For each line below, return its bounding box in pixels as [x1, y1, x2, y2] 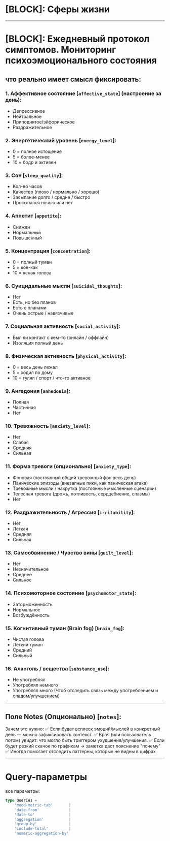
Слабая [12, 440, 29, 446]
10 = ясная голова [12, 270, 52, 275]
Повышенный [12, 235, 42, 241]
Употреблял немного [12, 682, 58, 688]
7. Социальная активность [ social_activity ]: [5, 323, 120, 330]
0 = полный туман [12, 259, 52, 265]
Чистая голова [12, 636, 45, 642]
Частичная [12, 404, 36, 411]
